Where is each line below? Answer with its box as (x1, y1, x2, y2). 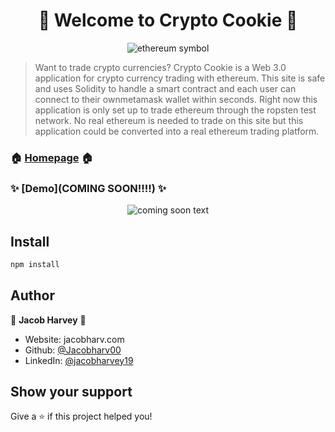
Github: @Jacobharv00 (24, 344, 122, 356)
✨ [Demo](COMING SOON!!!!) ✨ (10, 181, 167, 195)
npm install (10, 259, 60, 269)
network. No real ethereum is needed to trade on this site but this (34, 114, 304, 126)
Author (10, 287, 55, 304)
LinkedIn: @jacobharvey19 (24, 354, 134, 366)
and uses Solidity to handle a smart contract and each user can (34, 82, 297, 94)
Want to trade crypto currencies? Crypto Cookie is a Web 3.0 (34, 61, 287, 73)
